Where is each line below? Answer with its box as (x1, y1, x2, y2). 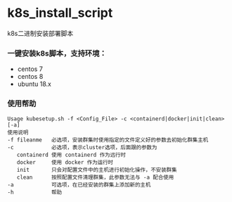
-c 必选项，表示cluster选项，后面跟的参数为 (7, 144, 157, 151)
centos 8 (17, 72, 44, 81)
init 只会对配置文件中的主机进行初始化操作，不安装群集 (16, 166, 177, 173)
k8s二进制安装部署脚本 (7, 29, 74, 37)
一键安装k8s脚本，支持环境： (7, 48, 107, 58)
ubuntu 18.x (17, 80, 51, 89)
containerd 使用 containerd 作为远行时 (16, 151, 127, 158)
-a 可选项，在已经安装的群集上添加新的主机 (7, 181, 151, 188)
